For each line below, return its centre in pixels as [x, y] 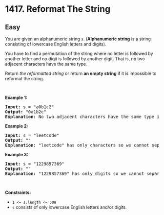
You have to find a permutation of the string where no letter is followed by [79, 53]
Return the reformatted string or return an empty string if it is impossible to [81, 73]
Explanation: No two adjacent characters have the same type [80, 117]
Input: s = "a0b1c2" [30, 107]
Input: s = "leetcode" [32, 135]
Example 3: [17, 155]
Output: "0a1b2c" [26, 112]
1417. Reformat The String [58, 9]
